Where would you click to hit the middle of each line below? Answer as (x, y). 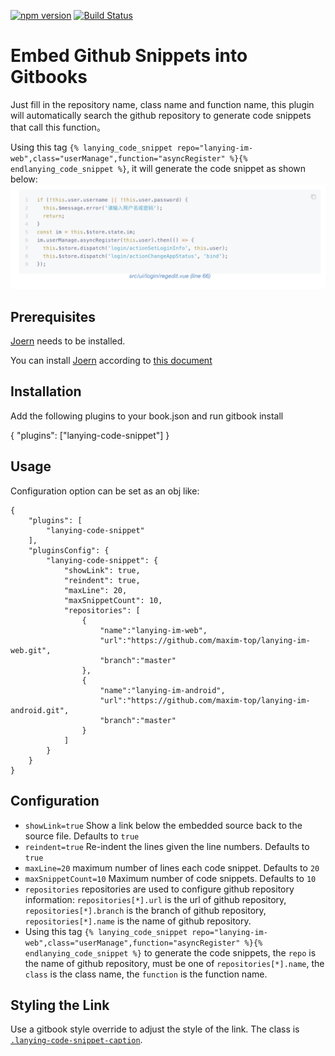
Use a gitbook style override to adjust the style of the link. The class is (155, 1029)
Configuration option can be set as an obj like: (105, 491)
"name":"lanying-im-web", (153, 630)
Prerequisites (53, 316)
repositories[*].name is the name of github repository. (138, 921)
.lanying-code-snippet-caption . (76, 1040)
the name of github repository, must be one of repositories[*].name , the (174, 963)
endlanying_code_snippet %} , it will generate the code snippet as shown (158, 168)
